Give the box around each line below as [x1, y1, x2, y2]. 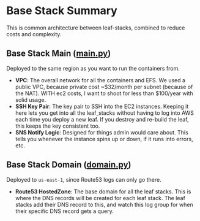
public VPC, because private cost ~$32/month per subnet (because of [15, 83, 193, 90]
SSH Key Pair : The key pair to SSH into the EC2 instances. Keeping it [15, 103, 189, 110]
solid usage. [15, 96, 46, 103]
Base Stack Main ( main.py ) [6, 48, 111, 59]
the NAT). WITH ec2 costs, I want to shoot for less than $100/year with [15, 90, 194, 97]
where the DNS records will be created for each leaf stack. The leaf [15, 194, 185, 201]
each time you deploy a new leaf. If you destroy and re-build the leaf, [15, 115, 189, 123]
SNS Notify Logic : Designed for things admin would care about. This [15, 128, 188, 136]
